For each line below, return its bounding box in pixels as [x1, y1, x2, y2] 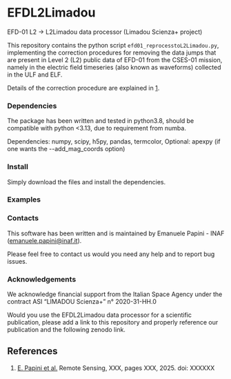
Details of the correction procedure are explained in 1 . [7, 84, 160, 92]
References [7, 345, 58, 357]
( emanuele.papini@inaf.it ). [7, 236, 82, 244]
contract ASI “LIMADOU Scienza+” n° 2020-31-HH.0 [7, 298, 157, 306]
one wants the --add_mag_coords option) [7, 145, 125, 153]
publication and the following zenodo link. [7, 326, 126, 334]
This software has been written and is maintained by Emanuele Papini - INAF [7, 229, 225, 237]
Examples [7, 195, 41, 204]
